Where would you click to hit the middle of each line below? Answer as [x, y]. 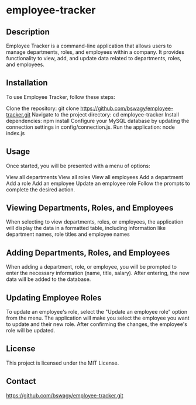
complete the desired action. [41, 189]
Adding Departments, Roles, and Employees [88, 253]
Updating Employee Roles [54, 298]
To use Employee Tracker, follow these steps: [61, 97]
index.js [16, 133]
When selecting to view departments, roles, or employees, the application [95, 222]
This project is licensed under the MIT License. [63, 363]
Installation [27, 83]
